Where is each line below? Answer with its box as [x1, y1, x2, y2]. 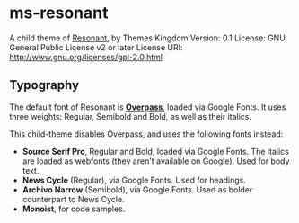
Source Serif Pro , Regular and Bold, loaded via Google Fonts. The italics [22, 146, 289, 156]
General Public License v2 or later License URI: [9, 41, 183, 52]
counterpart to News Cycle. [22, 193, 125, 204]
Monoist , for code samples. [22, 203, 126, 214]
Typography [9, 77, 79, 93]
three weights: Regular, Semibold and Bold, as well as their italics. [9, 111, 252, 121]
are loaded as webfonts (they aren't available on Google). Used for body [22, 156, 290, 166]
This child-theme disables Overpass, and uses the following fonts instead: [9, 129, 284, 139]
